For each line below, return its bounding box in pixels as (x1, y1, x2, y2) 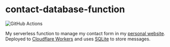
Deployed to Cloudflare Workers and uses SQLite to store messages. (5, 36, 150, 42)
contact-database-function (5, 4, 125, 15)
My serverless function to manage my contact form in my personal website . (5, 30, 165, 36)
